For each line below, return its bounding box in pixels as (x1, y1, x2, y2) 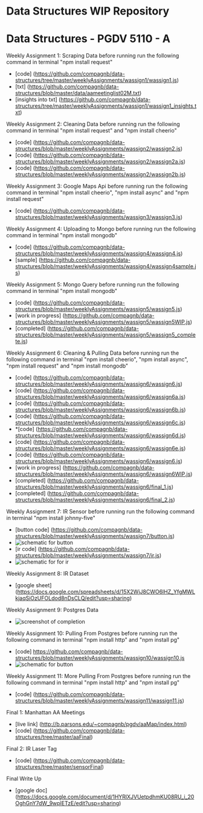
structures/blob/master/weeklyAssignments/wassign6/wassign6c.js (14, 419, 184, 426)
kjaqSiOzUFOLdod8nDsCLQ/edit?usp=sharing (14, 594, 130, 602)
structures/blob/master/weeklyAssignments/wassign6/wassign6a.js (14, 393, 184, 401)
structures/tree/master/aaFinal (14, 734, 91, 741)
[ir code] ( (14, 545, 40, 553)
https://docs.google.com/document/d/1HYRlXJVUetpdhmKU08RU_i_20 (17, 793, 195, 800)
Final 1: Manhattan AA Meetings (6, 709, 85, 716)
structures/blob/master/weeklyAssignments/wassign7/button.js (14, 533, 173, 540)
